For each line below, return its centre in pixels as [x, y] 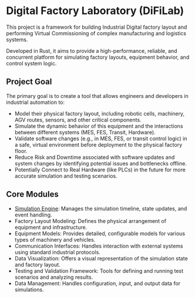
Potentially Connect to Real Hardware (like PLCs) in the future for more [100, 170]
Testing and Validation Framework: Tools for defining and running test [99, 270]
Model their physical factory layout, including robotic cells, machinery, [100, 113]
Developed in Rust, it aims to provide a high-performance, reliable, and [92, 50]
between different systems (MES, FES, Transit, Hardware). [85, 132]
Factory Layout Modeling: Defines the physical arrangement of [90, 221]
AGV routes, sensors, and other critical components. [78, 120]
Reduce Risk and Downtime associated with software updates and [95, 157]
